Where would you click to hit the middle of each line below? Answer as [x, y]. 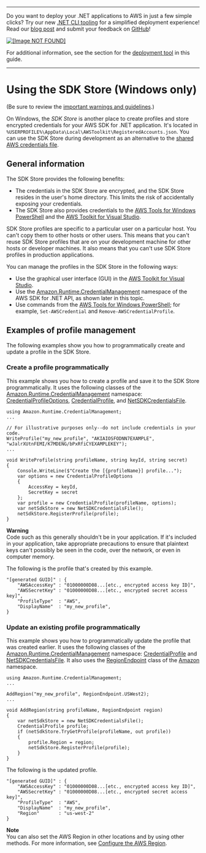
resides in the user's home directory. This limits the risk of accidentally [105, 197]
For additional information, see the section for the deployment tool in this [98, 52]
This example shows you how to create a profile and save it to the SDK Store [103, 380]
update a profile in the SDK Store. [48, 352]
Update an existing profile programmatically [73, 627]
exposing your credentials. [49, 204]
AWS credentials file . [33, 144]
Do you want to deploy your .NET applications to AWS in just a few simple [99, 16]
